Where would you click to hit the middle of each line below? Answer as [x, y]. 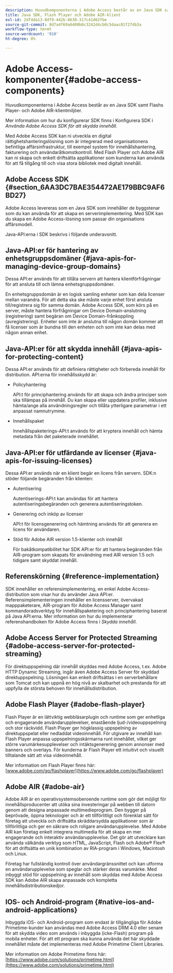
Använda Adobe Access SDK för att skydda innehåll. [61, 126]
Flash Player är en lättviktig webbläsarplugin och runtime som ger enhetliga [85, 717]
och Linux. [16, 854]
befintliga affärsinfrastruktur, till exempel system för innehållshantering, [81, 147]
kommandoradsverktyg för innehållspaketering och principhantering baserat [86, 611]
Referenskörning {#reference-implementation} [82, 576]
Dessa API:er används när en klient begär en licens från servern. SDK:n [81, 473]
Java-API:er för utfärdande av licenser [68, 453]
